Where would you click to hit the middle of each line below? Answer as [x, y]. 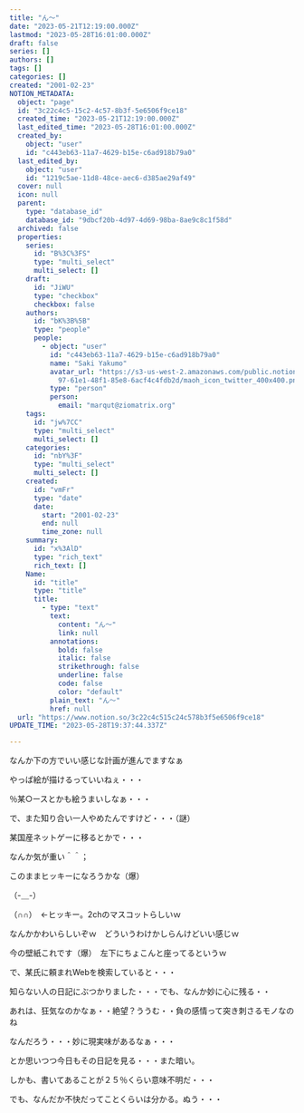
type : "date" [58, 498]
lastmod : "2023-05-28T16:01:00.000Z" [81, 34]
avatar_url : [72, 372]
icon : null [38, 195]
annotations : [74, 641]
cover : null [40, 187]
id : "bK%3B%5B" [62, 321]
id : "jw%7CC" [58, 422]
